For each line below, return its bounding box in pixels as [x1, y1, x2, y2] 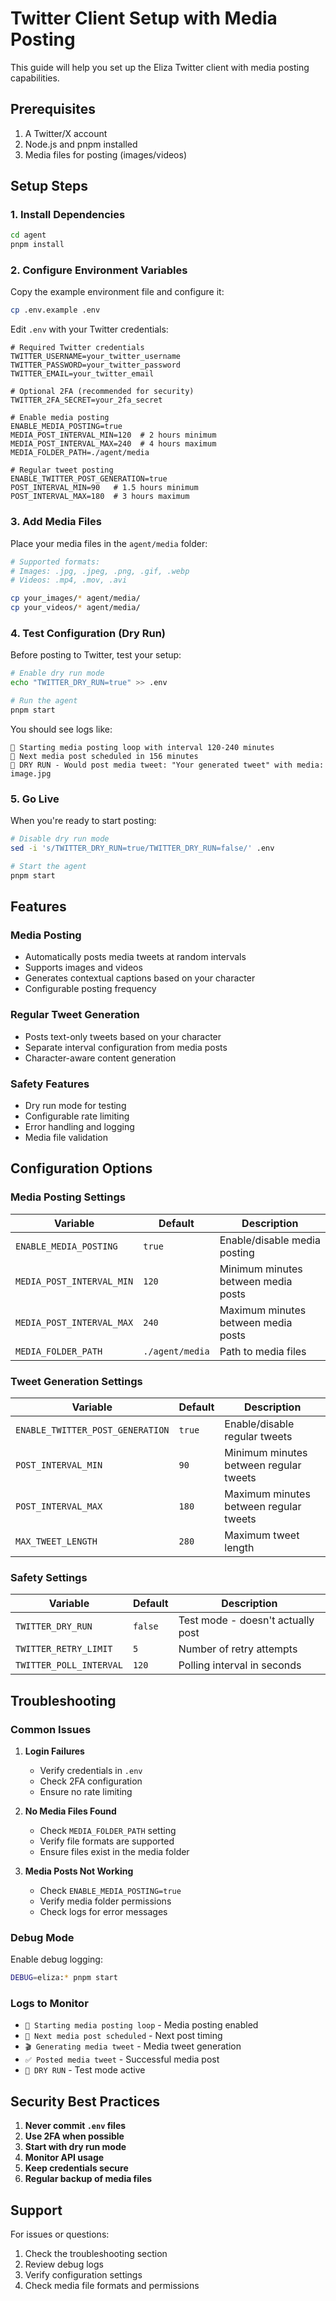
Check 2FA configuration [39, 1775, 143, 1787]
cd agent [10, 230, 47, 241]
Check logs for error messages [39, 1905, 168, 1917]
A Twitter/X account [24, 127, 108, 139]
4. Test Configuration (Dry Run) [10, 626, 167, 640]
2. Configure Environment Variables [10, 263, 188, 277]
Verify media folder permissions [39, 1895, 172, 1907]
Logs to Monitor [10, 1996, 89, 2010]
